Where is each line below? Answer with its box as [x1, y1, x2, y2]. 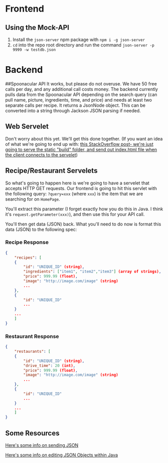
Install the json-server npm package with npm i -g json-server [12, 36, 145, 42]
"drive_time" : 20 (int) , [23, 363, 76, 368]
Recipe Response [5, 239, 49, 246]
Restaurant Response [5, 333, 60, 340]
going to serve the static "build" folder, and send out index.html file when [5, 146, 157, 152]
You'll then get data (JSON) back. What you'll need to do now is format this [5, 221, 161, 227]
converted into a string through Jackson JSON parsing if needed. [5, 107, 141, 114]
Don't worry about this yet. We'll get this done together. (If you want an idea [5, 135, 163, 142]
